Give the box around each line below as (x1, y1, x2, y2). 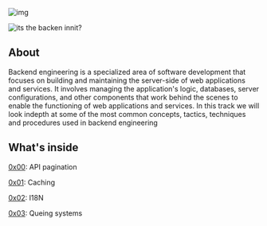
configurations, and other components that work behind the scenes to (8, 92, 238, 102)
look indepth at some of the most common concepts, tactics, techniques (8, 109, 246, 119)
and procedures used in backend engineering (8, 118, 158, 127)
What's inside (8, 141, 79, 154)
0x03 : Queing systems (8, 208, 83, 218)
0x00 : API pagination (8, 162, 77, 171)
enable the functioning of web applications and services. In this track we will (8, 100, 260, 111)
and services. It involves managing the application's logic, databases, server (8, 84, 260, 93)
